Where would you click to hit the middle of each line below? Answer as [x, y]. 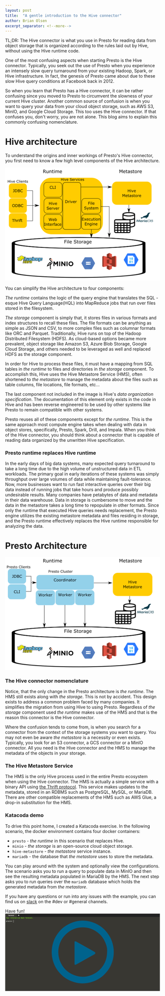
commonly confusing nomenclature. [42, 122]
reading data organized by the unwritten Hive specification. [65, 440]
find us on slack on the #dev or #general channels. [56, 901]
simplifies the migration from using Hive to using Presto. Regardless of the [80, 707]
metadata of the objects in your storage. [46, 753]
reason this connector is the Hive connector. [50, 718]
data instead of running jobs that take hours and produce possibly [72, 490]
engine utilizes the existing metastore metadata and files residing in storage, [82, 516]
